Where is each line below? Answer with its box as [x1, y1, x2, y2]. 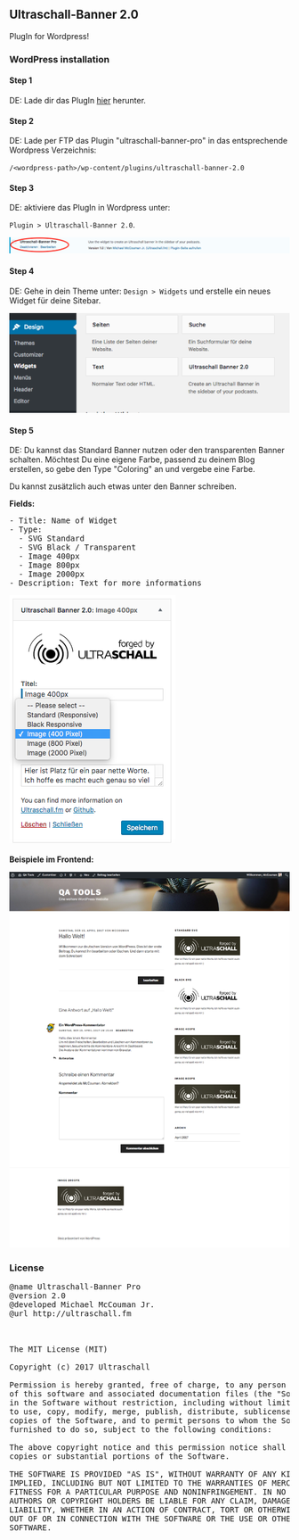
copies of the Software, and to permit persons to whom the [9, 1416, 278, 1426]
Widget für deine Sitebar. [9, 294, 101, 306]
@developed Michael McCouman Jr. [9, 1300, 156, 1310]
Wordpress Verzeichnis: [9, 145, 97, 155]
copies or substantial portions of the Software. [9, 1452, 230, 1461]
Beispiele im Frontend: [9, 854, 94, 865]
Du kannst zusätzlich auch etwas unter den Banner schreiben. [9, 481, 238, 492]
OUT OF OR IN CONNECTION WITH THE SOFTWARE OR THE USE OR [9, 1514, 268, 1524]
